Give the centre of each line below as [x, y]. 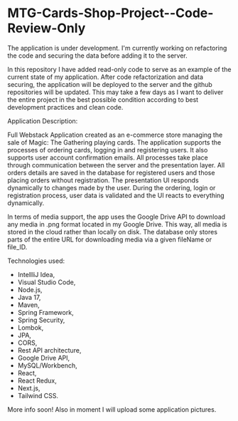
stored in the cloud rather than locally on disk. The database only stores [113, 232]
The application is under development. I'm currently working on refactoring [117, 48]
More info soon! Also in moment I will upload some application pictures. [112, 409]
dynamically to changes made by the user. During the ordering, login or [112, 187]
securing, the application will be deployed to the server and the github [110, 84]
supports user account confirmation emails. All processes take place [108, 157]
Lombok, [31, 327]
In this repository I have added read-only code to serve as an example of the [119, 69]
